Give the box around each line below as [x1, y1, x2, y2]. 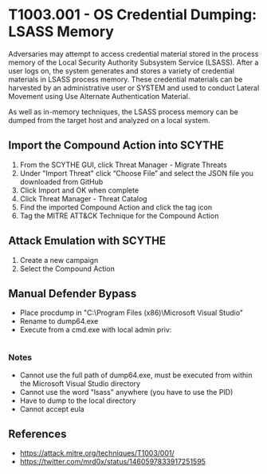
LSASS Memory [8, 22, 114, 41]
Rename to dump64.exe [19, 317, 99, 326]
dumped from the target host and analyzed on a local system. [8, 115, 210, 125]
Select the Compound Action [19, 264, 116, 273]
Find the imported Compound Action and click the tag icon [19, 202, 213, 212]
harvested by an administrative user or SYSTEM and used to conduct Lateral [8, 82, 260, 93]
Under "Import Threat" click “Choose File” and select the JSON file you [19, 168, 253, 177]
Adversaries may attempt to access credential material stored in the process [8, 49, 259, 58]
